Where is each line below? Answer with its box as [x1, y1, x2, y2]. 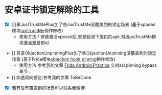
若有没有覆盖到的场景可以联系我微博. [11, 85, 86, 91]
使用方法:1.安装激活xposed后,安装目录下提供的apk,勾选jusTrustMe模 [19, 34, 156, 39]
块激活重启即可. [19, 40, 51, 45]
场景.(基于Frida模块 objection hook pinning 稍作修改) [11, 57, 116, 62]
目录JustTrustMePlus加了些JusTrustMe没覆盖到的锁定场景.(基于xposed [11, 21, 156, 27]
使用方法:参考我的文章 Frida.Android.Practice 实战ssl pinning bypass [19, 62, 157, 68]
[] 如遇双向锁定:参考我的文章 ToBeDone [11, 75, 92, 80]
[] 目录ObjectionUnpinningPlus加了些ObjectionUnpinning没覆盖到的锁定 [11, 50, 157, 56]
